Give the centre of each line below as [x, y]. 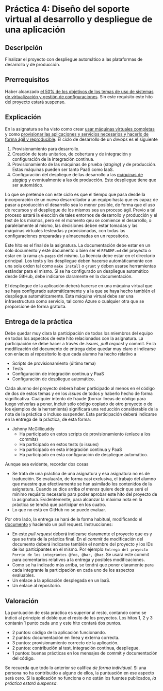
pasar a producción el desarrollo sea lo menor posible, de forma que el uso [80, 205]
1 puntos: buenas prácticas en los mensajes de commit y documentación [85, 653]
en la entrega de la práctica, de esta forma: [48, 419]
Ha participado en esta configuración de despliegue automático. [84, 455]
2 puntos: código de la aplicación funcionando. [59, 633]
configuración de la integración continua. [53, 159]
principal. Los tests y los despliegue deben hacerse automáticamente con [79, 261]
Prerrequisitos [27, 80]
